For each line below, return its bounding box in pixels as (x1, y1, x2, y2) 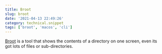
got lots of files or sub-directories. (5, 43, 74, 49)
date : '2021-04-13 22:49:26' (5, 16, 64, 21)
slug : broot (5, 12, 29, 16)
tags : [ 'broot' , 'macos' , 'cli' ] (5, 25, 73, 30)
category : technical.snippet (5, 20, 64, 26)
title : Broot (5, 7, 31, 12)
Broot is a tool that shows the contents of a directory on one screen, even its (5, 38, 157, 44)
